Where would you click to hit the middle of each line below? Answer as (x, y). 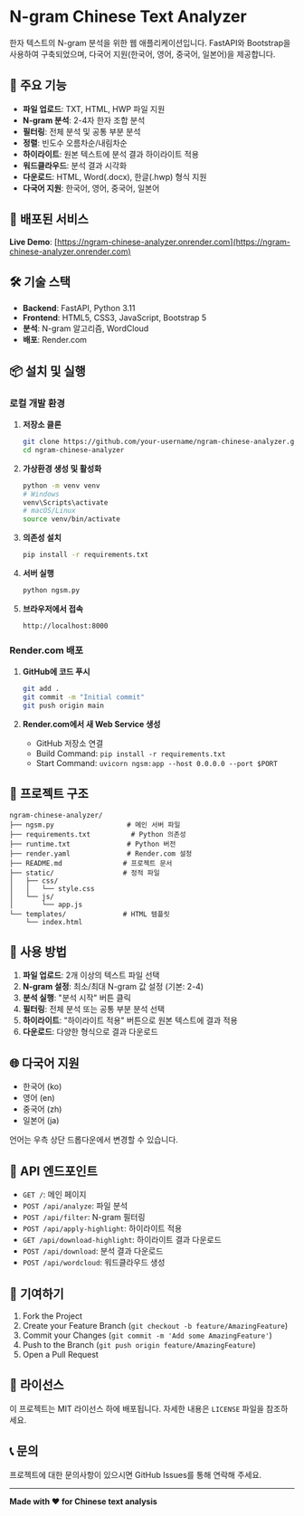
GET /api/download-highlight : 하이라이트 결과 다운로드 (122, 1240)
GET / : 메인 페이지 (54, 1195)
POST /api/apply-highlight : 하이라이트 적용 (102, 1228)
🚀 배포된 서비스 (49, 219)
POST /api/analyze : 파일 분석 (75, 1206)
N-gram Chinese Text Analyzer (128, 17)
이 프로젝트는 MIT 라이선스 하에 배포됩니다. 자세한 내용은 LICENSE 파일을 (137, 1408)
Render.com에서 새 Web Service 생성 (91, 724)
